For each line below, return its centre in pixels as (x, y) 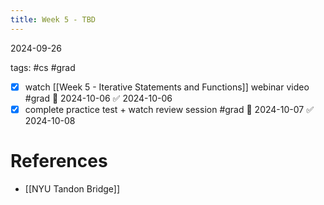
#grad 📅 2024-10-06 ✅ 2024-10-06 (98, 98)
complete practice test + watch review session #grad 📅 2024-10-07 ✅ (169, 109)
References (59, 160)
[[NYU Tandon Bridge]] (72, 188)
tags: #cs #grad (43, 67)
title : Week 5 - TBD (53, 19)
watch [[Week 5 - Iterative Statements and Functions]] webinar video (167, 87)
